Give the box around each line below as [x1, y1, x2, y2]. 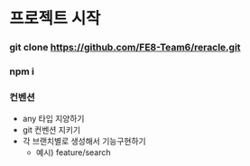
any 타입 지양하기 [22, 114, 85, 124]
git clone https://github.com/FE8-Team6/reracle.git [9, 41, 241, 54]
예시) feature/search [35, 147, 111, 158]
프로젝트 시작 [9, 8, 101, 29]
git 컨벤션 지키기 [22, 124, 81, 135]
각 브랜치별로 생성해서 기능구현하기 [22, 136, 146, 147]
